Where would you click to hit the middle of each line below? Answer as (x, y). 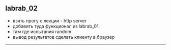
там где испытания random (42, 31)
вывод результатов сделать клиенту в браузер (64, 37)
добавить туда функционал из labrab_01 (55, 26)
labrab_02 (22, 8)
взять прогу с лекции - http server (50, 20)
